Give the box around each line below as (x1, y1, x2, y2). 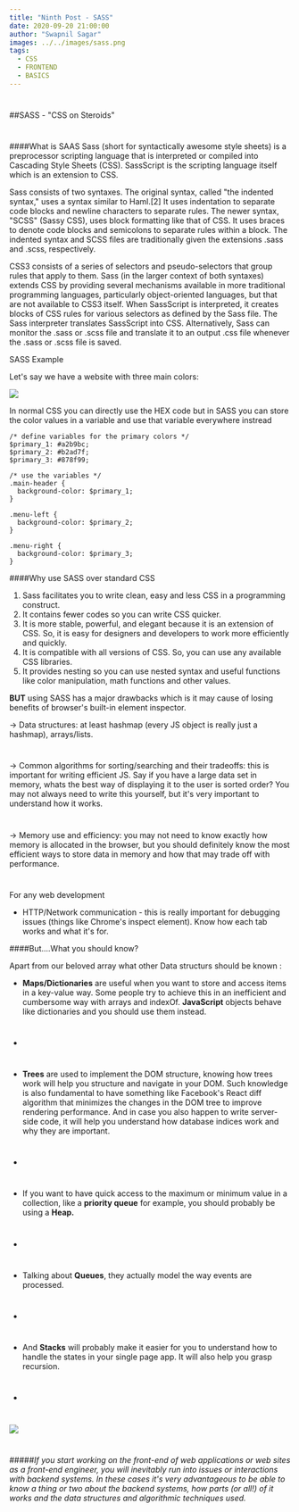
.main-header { (9, 479, 66, 488)
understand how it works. (9, 798, 104, 809)
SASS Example (9, 354, 64, 365)
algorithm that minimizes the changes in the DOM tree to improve (21, 1097, 262, 1108)
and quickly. (21, 637, 68, 648)
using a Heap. (21, 1207, 75, 1218)
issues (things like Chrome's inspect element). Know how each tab (21, 916, 268, 926)
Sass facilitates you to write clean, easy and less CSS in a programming (21, 590, 286, 601)
